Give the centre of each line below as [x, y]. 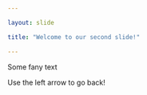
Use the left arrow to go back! [56, 82]
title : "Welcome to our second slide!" [74, 37]
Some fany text [32, 67]
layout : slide [31, 22]
